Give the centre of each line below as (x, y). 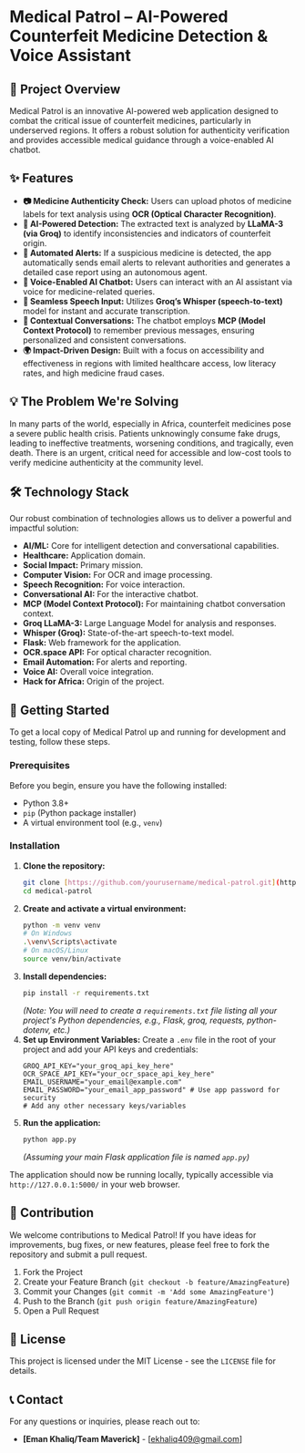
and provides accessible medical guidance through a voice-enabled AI (142, 140)
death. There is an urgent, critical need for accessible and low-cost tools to (150, 452)
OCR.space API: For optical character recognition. (117, 653)
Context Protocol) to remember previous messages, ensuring (138, 330)
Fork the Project (53, 1272)
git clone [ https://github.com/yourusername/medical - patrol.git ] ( (151, 882)
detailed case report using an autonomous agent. (115, 272)
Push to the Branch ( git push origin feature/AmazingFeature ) (140, 1301)
